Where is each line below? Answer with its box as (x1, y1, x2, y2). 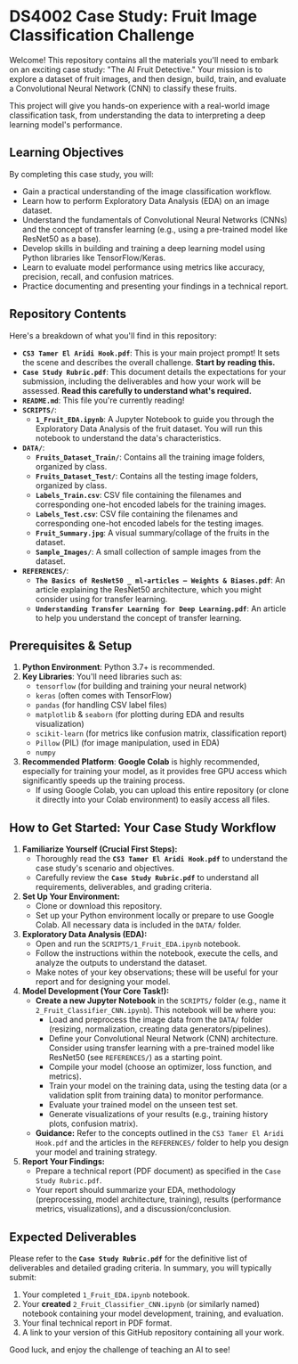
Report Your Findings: (21, 1156, 105, 1167)
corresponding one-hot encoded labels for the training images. (35, 499, 267, 510)
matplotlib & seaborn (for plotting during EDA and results (35, 709, 245, 720)
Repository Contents (9, 306, 127, 322)
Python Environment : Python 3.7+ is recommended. (21, 662, 215, 673)
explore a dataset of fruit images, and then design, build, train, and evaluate (9, 73, 286, 84)
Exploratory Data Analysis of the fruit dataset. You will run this (35, 423, 263, 434)
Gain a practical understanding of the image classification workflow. (21, 185, 272, 197)
